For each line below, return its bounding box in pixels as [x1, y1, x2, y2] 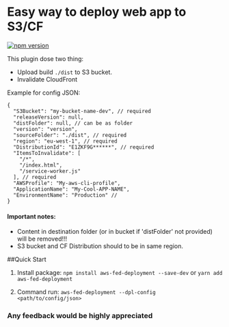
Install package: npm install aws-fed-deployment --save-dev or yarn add [16, 269, 223, 277]
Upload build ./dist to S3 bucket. [16, 68, 113, 76]
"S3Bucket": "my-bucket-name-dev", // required [13, 108, 152, 114]
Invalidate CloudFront [16, 75, 78, 83]
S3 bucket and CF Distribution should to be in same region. [16, 242, 183, 250]
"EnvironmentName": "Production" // [13, 191, 118, 199]
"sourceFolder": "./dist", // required [13, 132, 127, 138]
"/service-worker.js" [19, 167, 81, 175]
